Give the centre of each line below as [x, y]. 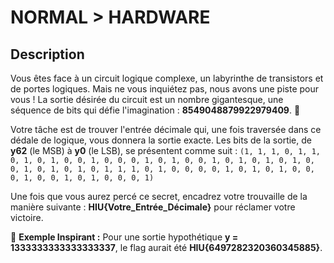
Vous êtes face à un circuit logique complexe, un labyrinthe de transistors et [167, 78]
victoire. [27, 217]
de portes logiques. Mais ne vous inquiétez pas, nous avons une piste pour [165, 89]
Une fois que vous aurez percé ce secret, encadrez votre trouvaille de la [159, 196]
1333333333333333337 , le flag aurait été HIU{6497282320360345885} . [166, 247]
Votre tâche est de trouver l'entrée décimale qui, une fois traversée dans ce [166, 129]
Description [47, 54]
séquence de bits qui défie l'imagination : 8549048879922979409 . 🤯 [155, 110]
